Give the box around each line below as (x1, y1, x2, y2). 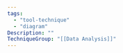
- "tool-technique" (13, 17, 70, 23)
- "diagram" (13, 23, 49, 30)
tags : (7, 10, 23, 17)
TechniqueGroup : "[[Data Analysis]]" (7, 36, 117, 43)
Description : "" (7, 29, 54, 36)
